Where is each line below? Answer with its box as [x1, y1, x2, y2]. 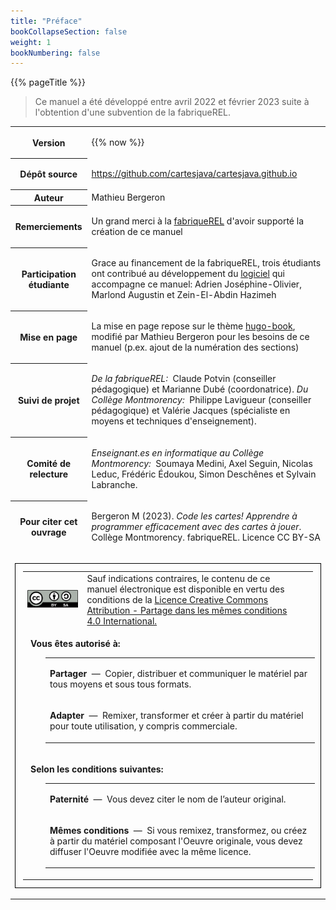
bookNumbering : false [10, 48, 101, 58]
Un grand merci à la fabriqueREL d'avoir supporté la [91, 215, 305, 227]
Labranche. [91, 478, 138, 490]
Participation [21, 268, 77, 280]
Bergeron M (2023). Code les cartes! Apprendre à [91, 510, 298, 522]
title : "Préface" [10, 16, 83, 26]
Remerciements [14, 220, 83, 232]
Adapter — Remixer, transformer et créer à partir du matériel [49, 710, 304, 721]
